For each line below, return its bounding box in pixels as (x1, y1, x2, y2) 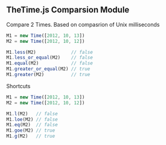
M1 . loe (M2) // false (6, 116, 59, 123)
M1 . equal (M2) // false (6, 60, 94, 66)
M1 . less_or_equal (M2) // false (6, 54, 94, 61)
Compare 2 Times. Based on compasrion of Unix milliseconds (6, 21, 160, 28)
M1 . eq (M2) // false (6, 122, 59, 128)
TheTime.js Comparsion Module (6, 5, 130, 15)
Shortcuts (6, 82, 31, 89)
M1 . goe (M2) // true (6, 127, 56, 134)
